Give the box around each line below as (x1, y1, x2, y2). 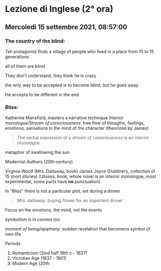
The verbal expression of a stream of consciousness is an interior (17, 135, 149, 141)
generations (5, 54, 29, 60)
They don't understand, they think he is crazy (5, 72, 97, 79)
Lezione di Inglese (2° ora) (5, 3, 114, 15)
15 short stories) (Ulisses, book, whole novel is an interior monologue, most (5, 173, 156, 179)
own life (5, 231, 21, 237)
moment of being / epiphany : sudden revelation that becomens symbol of (5, 226, 151, 232)
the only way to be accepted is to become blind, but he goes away (5, 82, 139, 88)
